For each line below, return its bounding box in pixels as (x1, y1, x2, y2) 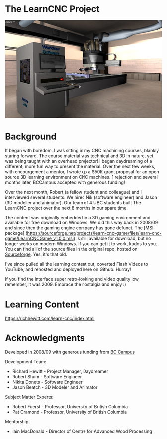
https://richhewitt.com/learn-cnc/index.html (5, 315, 95, 321)
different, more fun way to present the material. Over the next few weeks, (5, 163, 156, 169)
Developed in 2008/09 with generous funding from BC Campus (5, 349, 135, 355)
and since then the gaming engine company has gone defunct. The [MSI (5, 225, 154, 231)
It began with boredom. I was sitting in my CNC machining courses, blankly (5, 147, 159, 153)
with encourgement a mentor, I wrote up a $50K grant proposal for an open (5, 168, 159, 175)
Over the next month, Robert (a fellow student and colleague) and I (5, 189, 142, 195)
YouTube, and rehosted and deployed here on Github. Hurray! (5, 266, 131, 272)
